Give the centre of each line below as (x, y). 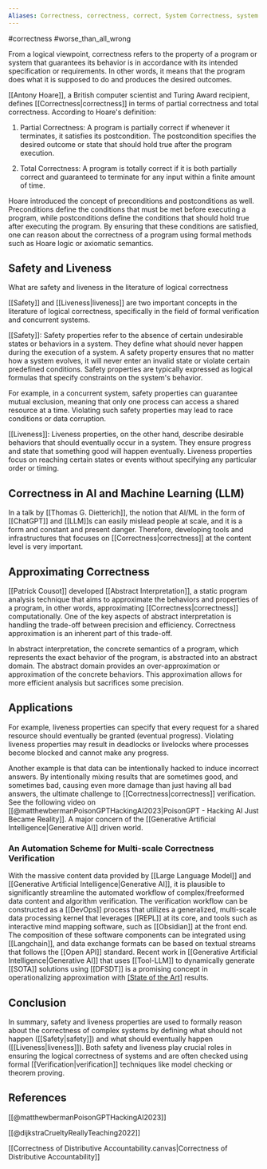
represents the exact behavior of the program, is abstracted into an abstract (133, 658)
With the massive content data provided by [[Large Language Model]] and (130, 876)
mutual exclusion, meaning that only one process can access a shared (124, 402)
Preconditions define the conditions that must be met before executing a (127, 209)
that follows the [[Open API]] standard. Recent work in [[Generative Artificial (133, 952)
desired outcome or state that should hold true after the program (126, 144)
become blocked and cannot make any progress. (88, 753)
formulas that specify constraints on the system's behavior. (106, 378)
